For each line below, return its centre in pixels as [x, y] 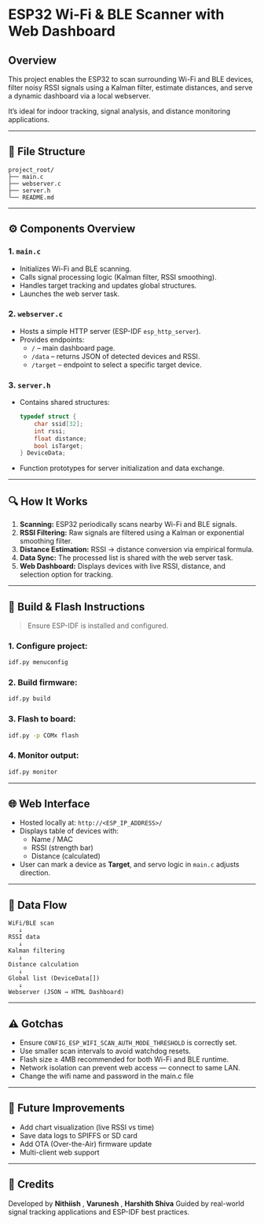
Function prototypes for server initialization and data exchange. [122, 468]
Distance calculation [44, 965]
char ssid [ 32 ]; [59, 424]
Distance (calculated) [66, 856]
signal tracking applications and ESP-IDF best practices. [99, 1211]
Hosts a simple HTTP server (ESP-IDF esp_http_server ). [110, 331]
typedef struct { [48, 417]
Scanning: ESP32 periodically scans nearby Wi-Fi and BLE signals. [128, 525]
